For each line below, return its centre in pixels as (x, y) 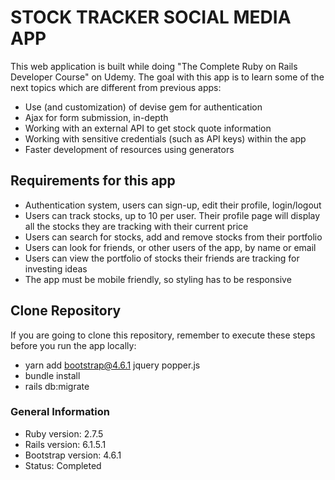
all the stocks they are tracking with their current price (136, 226)
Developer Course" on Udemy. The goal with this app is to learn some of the (167, 77)
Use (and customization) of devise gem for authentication (143, 107)
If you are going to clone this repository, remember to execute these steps (163, 335)
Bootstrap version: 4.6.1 (73, 455)
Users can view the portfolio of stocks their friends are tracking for (162, 258)
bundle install (52, 375)
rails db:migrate (57, 386)
